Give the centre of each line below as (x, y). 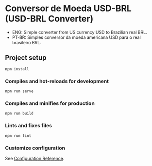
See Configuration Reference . (35, 158)
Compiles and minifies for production (50, 103)
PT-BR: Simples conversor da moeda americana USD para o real (76, 37)
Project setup (26, 58)
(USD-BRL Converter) (49, 19)
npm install (17, 69)
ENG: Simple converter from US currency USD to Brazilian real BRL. (79, 32)
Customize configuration (35, 148)
